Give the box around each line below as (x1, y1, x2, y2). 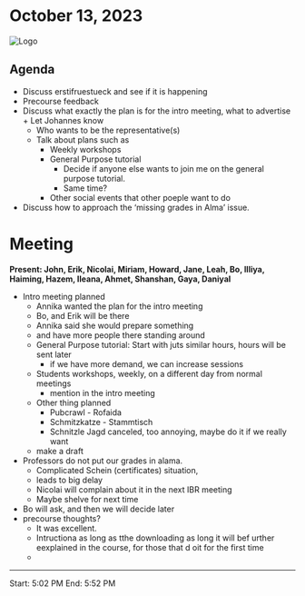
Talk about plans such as (35, 134, 130, 145)
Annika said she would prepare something (35, 320, 194, 331)
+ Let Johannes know (22, 114, 104, 125)
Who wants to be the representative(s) (35, 124, 181, 135)
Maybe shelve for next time (35, 493, 139, 504)
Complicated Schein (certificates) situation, (35, 464, 199, 475)
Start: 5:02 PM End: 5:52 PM (9, 578, 116, 589)
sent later (35, 349, 73, 360)
